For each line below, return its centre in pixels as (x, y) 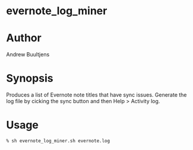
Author (24, 38)
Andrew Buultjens (28, 55)
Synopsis (30, 79)
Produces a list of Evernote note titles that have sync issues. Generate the (96, 95)
